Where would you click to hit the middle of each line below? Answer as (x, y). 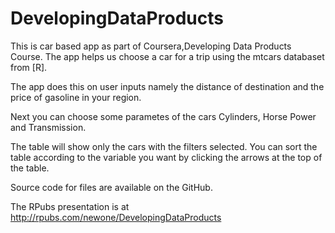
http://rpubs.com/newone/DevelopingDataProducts (116, 217)
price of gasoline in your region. (76, 97)
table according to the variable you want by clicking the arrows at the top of (166, 157)
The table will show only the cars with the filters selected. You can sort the (164, 146)
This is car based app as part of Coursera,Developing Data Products (151, 46)
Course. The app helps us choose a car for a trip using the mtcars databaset (167, 56)
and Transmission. (48, 127)
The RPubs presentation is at (70, 206)
